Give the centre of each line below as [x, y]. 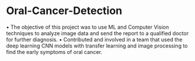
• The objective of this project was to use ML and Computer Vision [87, 27]
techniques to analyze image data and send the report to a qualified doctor [97, 33]
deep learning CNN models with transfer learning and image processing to [97, 46]
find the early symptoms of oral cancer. [54, 52]
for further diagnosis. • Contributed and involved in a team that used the [94, 39]
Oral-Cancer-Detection [64, 11]
